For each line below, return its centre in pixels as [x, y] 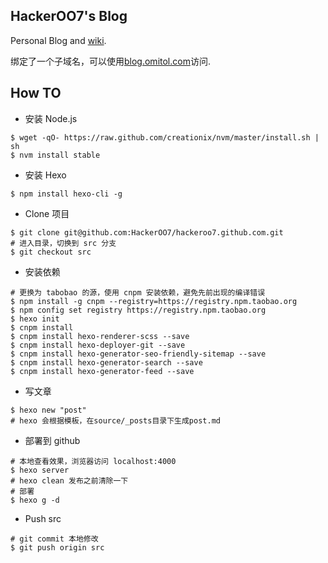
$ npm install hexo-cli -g [66, 194]
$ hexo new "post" [48, 410]
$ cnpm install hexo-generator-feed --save [102, 371]
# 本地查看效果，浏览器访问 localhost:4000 [93, 461]
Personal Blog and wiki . [58, 40]
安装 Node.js [51, 118]
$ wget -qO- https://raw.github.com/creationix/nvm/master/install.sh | [165, 137]
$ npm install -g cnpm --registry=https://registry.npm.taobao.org [154, 301]
